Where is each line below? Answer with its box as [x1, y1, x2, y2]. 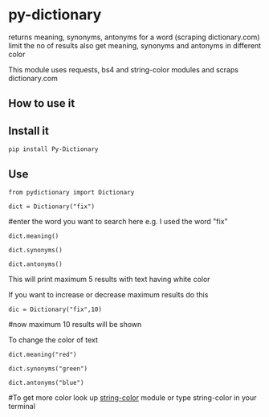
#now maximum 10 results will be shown [8, 319, 142, 329]
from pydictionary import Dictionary [8, 188, 135, 196]
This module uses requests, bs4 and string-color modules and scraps [8, 64, 239, 74]
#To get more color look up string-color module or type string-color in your [8, 392, 257, 403]
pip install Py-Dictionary [8, 145, 99, 153]
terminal [8, 401, 36, 411]
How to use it [8, 96, 75, 110]
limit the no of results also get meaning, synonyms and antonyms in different [8, 40, 262, 50]
